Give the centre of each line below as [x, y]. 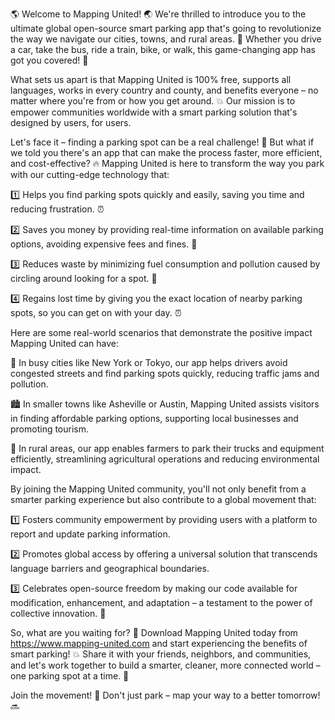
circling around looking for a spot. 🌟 [84, 278]
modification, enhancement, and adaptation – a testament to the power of [161, 602]
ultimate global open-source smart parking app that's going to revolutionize [166, 28]
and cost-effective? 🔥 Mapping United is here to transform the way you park [167, 163]
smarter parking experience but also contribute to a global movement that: [163, 499]
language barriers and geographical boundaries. [110, 568]
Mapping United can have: [64, 343]
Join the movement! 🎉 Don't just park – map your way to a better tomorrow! [165, 695]
